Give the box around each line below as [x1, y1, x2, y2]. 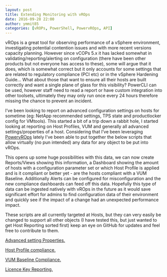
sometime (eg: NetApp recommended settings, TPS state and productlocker [5, 113, 162, 119]
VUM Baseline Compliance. [5, 257, 61, 263]
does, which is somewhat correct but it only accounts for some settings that [5, 66, 162, 72]
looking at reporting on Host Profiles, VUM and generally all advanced [5, 123, 149, 130]
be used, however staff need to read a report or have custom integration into [5, 87, 163, 93]
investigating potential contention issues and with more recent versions [5, 45, 152, 51]
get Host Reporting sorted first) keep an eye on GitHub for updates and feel [5, 223, 161, 229]
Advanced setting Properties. [5, 238, 65, 244]
